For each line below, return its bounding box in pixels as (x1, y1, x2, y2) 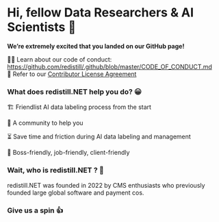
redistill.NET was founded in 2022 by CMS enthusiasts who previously (7, 181, 205, 189)
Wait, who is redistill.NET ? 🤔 (7, 166, 104, 175)
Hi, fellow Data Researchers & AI (7, 5, 194, 21)
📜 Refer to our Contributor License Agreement (7, 70, 137, 78)
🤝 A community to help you (7, 119, 83, 127)
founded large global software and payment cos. (7, 188, 144, 197)
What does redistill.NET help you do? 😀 (7, 87, 142, 97)
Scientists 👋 (7, 19, 77, 35)
